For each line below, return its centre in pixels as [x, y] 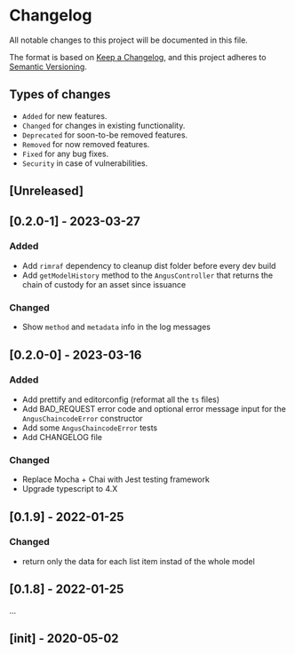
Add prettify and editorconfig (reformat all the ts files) [121, 399]
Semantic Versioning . [48, 67]
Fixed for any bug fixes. [65, 154]
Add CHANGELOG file [62, 437]
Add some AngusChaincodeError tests [90, 428]
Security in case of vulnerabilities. [85, 163]
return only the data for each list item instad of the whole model [138, 561]
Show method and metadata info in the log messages [116, 327]
